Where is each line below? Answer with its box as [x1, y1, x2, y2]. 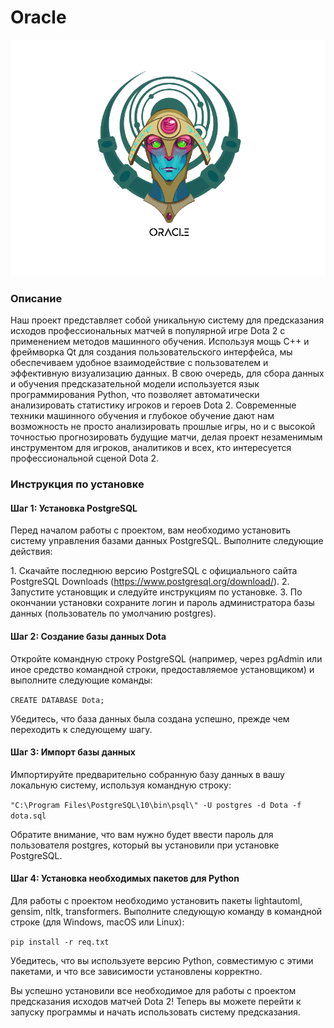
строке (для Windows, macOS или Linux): [10, 916, 185, 928]
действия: [10, 546, 53, 558]
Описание [10, 291, 63, 305]
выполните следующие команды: [10, 674, 153, 686]
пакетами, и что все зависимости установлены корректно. [10, 965, 263, 977]
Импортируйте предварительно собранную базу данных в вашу [10, 768, 285, 780]
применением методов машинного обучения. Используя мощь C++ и [10, 336, 310, 348]
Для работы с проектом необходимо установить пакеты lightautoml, [10, 894, 303, 906]
